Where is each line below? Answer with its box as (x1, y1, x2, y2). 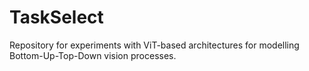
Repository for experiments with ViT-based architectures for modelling (9, 39, 300, 51)
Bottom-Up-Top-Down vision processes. (9, 49, 177, 61)
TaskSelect (9, 6, 104, 29)
